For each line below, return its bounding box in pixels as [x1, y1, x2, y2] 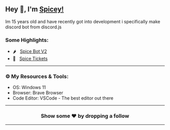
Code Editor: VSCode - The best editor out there [12, 95, 114, 101]
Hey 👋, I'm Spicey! [5, 5, 64, 14]
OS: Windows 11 [12, 84, 46, 91]
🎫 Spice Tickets [12, 56, 48, 62]
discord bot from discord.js [5, 24, 62, 30]
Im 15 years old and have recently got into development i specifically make [5, 18, 160, 24]
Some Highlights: [5, 36, 49, 44]
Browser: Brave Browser [12, 90, 63, 96]
